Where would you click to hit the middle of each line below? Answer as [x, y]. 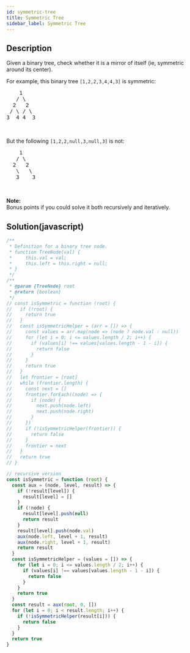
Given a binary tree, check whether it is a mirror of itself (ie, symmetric [95, 63]
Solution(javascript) [45, 226]
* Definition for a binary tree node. [58, 246]
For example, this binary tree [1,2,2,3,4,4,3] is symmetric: [81, 81]
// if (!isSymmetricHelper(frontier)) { [64, 428]
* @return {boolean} [35, 292]
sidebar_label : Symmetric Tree [46, 23]
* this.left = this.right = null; [58, 263]
